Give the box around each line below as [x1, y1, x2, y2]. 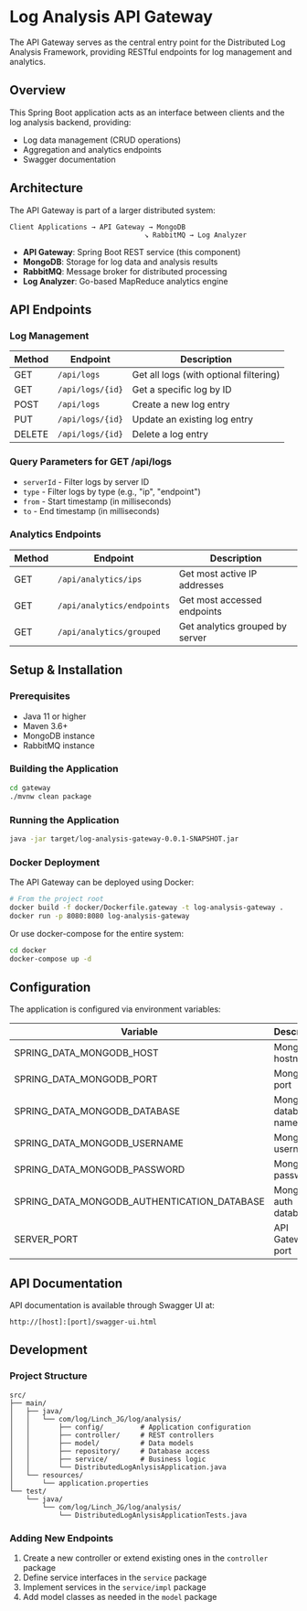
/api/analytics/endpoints [58, 600, 171, 610]
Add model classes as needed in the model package [22, 1592, 217, 1603]
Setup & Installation [9, 662, 123, 678]
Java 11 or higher [22, 711, 87, 722]
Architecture [9, 180, 84, 196]
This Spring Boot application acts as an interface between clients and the [9, 107, 285, 118]
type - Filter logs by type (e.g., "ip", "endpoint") [22, 486, 201, 497]
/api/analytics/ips [58, 574, 143, 585]
